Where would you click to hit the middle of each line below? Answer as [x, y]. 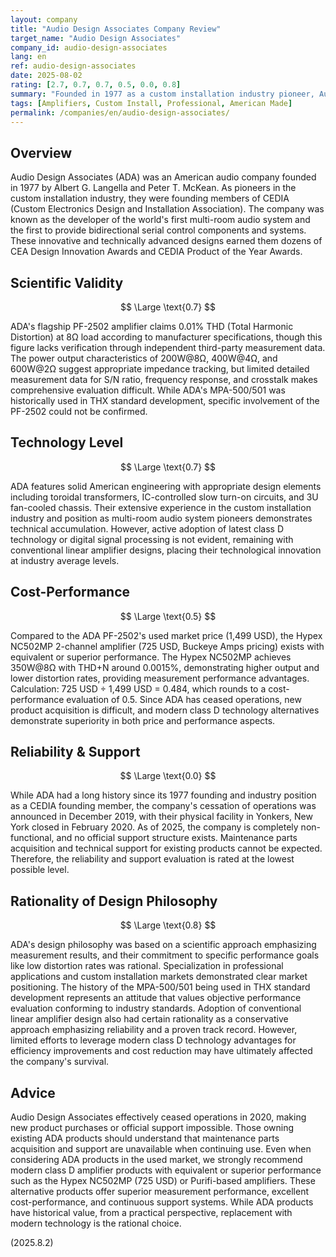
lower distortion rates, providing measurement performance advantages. [160, 678]
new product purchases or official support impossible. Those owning [152, 1128]
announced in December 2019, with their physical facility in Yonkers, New [161, 817]
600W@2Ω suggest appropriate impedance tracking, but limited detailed [160, 369]
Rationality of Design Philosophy [114, 901]
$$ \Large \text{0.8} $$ [168, 925]
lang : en [28, 57]
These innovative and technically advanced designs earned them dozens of [166, 241]
